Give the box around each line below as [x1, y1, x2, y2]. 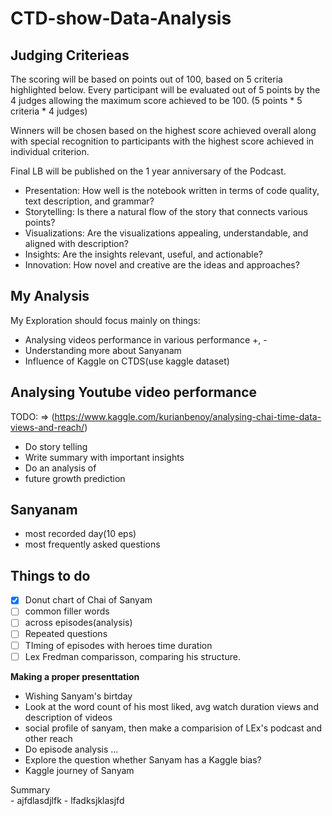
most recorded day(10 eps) [24, 528, 137, 540]
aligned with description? [24, 238, 129, 249]
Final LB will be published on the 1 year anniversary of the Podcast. [10, 165, 287, 177]
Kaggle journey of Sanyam [24, 764, 135, 776]
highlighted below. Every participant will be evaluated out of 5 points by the [10, 84, 321, 96]
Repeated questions [24, 628, 108, 640]
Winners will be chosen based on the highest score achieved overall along [10, 125, 317, 136]
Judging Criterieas [10, 47, 130, 64]
